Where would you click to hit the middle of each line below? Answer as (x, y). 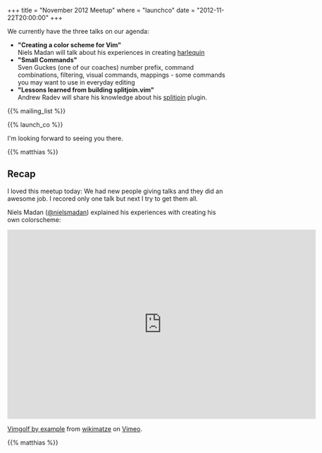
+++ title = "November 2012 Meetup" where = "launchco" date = (101, 10)
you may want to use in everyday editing (76, 82)
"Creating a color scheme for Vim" (69, 45)
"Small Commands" (47, 60)
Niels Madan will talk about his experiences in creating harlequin (111, 52)
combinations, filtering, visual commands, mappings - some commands (121, 75)
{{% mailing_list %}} (37, 111)
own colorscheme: (34, 219)
